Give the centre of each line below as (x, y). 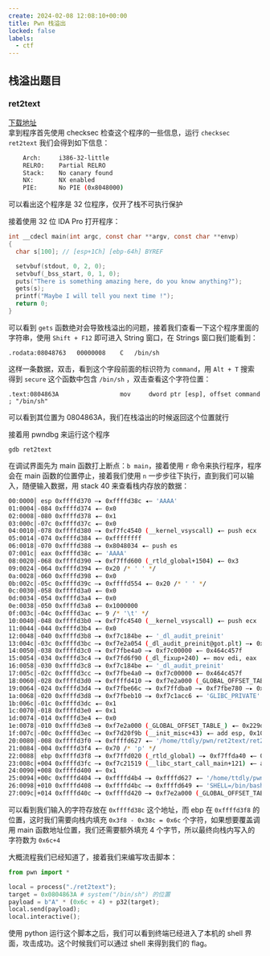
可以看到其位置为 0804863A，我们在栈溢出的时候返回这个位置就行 (119, 417)
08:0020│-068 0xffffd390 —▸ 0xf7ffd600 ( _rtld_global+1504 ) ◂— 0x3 (124, 561)
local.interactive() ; (45, 917)
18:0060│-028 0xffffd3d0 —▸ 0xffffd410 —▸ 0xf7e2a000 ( (104, 681)
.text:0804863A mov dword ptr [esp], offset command (135, 394)
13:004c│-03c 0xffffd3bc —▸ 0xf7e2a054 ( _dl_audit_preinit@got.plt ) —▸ (131, 643)
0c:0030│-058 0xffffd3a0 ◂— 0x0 (62, 591)
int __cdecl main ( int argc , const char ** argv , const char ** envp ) (124, 237)
